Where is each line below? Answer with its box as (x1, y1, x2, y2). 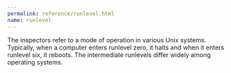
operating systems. (7, 58, 63, 66)
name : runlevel (7, 17, 52, 24)
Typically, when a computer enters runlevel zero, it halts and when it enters (7, 43, 225, 51)
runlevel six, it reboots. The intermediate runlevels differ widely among (7, 50, 211, 59)
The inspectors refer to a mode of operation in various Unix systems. (7, 35, 206, 44)
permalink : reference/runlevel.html (7, 10, 114, 17)
